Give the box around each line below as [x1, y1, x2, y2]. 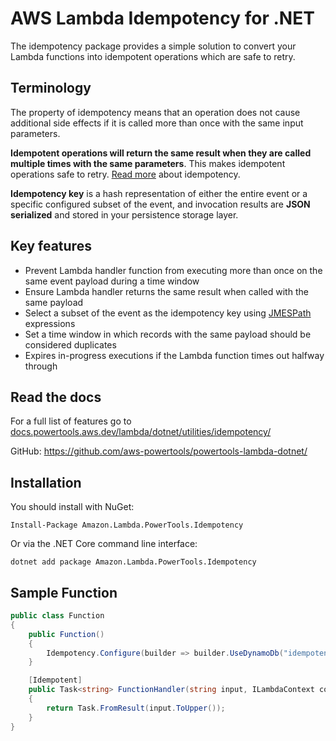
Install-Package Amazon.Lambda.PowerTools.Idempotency [10, 520, 244, 531]
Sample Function [10, 584, 118, 601]
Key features [10, 238, 92, 255]
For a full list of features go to [10, 415, 132, 427]
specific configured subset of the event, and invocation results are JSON [10, 198, 311, 210]
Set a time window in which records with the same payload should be [24, 328, 312, 340]
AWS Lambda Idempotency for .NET [10, 7, 315, 30]
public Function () [28, 629, 105, 639]
